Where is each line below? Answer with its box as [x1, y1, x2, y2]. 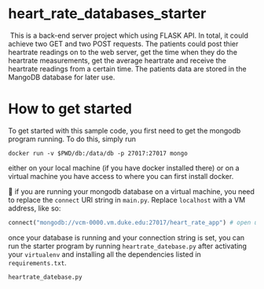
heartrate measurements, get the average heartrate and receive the [8, 56, 226, 65]
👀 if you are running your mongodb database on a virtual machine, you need [8, 186, 255, 196]
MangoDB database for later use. [8, 72, 115, 82]
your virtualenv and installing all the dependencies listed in [8, 249, 202, 259]
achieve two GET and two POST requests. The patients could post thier [8, 38, 239, 48]
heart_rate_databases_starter [8, 5, 207, 23]
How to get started [8, 100, 132, 118]
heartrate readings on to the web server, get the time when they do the [8, 47, 238, 57]
